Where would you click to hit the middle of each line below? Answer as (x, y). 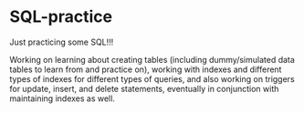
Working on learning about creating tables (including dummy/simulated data (152, 59)
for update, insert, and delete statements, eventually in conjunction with (144, 88)
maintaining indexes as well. (63, 98)
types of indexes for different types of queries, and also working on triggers (152, 78)
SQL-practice (61, 17)
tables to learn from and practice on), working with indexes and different (146, 69)
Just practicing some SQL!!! (62, 42)
